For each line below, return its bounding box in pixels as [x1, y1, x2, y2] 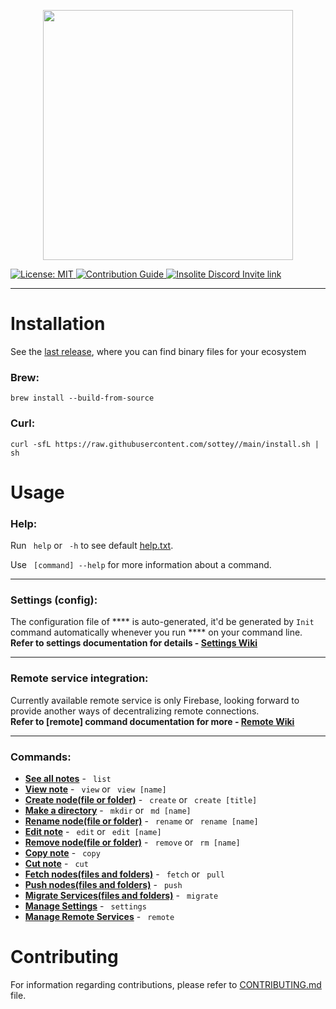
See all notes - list [24, 772, 112, 784]
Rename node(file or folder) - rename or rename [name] [24, 815, 259, 827]
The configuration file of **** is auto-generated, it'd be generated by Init [10, 616, 315, 628]
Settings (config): [10, 593, 98, 607]
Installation [10, 313, 106, 335]
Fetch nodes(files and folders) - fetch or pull [24, 868, 225, 880]
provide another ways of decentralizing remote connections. [10, 705, 260, 717]
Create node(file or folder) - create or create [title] [24, 793, 258, 805]
